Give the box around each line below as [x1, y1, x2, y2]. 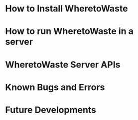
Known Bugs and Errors [5, 81, 105, 93]
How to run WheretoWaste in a [5, 26, 134, 37]
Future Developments [5, 104, 96, 116]
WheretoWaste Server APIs [5, 59, 121, 70]
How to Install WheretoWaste [5, 3, 128, 14]
